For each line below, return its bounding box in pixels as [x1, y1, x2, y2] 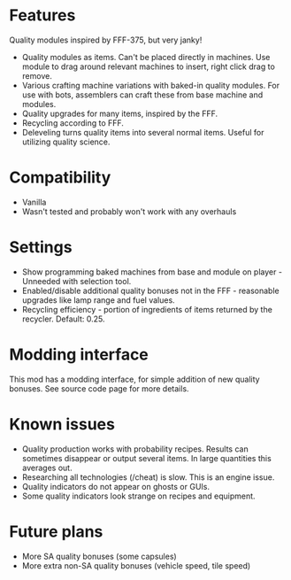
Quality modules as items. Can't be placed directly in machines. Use [21, 51, 271, 62]
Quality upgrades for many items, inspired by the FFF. [21, 108, 218, 119]
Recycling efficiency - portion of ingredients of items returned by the [21, 304, 272, 314]
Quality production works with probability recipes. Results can [21, 444, 249, 454]
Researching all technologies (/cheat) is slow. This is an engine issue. [21, 471, 275, 483]
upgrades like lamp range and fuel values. [21, 294, 175, 305]
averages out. [21, 462, 73, 473]
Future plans [9, 522, 103, 541]
